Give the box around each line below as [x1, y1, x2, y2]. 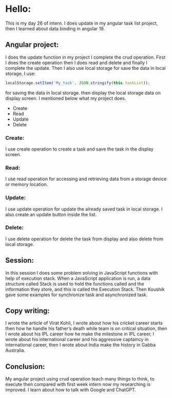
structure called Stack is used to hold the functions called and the [5, 280, 145, 287]
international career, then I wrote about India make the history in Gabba [5, 342, 156, 348]
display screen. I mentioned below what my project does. [5, 95, 126, 101]
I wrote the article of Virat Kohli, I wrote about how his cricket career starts [5, 320, 163, 326]
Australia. [5, 347, 26, 353]
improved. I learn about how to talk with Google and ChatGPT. [5, 387, 136, 393]
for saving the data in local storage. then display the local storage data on [5, 89, 161, 96]
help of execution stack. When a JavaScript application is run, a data [5, 275, 150, 281]
